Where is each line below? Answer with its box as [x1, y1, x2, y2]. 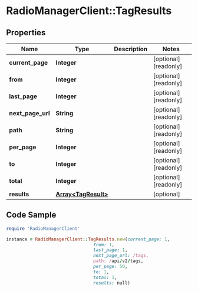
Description [114, 45, 148, 53]
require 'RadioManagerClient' [6, 225, 81, 232]
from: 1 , [93, 242, 115, 247]
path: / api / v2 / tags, [93, 258, 144, 264]
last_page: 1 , [93, 247, 128, 253]
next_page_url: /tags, [93, 253, 149, 259]
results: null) [93, 280, 131, 286]
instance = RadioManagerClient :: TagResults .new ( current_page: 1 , [6, 236, 170, 242]
